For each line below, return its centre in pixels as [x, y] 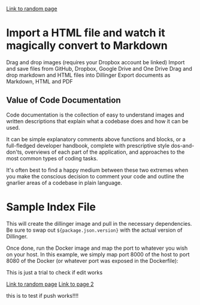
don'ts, [15, 152]
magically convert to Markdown [87, 46]
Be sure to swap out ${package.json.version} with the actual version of [94, 230]
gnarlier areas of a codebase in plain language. [64, 183]
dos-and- [183, 145]
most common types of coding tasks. [52, 158]
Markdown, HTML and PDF [40, 81]
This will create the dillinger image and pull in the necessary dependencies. [99, 223]
